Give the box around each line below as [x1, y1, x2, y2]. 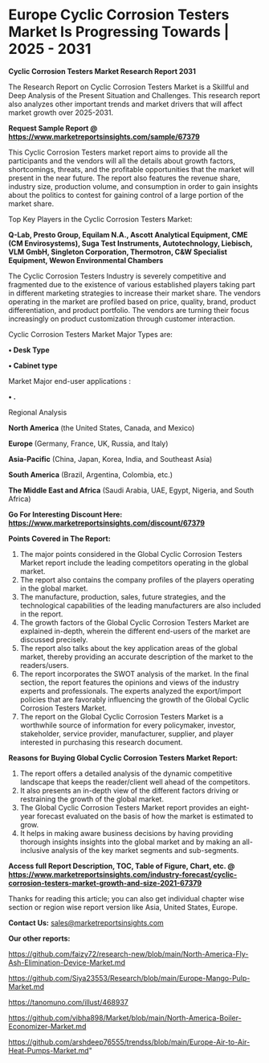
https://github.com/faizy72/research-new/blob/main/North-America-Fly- [8, 949, 249, 958]
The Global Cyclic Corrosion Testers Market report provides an [19, 802, 228, 812]
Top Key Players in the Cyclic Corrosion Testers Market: [8, 214, 193, 224]
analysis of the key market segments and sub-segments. [51, 845, 239, 855]
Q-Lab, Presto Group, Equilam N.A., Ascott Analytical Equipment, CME [8, 229, 248, 239]
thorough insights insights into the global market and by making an [19, 837, 241, 847]
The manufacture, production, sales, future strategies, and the [19, 591, 226, 601]
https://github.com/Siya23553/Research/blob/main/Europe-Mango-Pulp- [8, 973, 251, 983]
